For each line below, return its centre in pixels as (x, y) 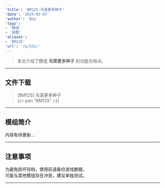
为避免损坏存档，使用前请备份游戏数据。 (46, 169)
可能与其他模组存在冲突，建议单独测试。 (46, 176)
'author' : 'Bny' (22, 19)
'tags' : (13, 23)
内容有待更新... (20, 135)
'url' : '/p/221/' (23, 46)
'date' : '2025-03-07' (27, 14)
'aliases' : (16, 37)
